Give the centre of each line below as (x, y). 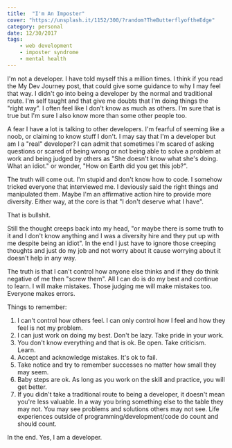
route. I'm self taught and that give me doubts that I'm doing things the (108, 101)
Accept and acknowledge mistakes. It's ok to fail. (87, 357)
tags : (15, 40)
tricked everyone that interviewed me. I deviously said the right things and (113, 186)
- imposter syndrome (49, 53)
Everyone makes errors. (41, 293)
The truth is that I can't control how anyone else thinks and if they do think (113, 271)
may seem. (33, 372)
